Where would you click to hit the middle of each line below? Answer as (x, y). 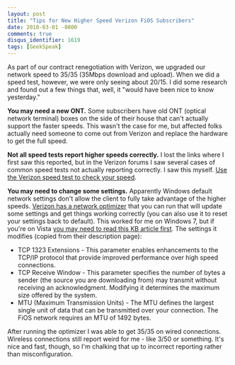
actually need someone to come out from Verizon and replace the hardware (117, 133)
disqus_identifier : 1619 (44, 40)
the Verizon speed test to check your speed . (72, 177)
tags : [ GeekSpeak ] (34, 47)
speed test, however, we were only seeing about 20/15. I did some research (117, 82)
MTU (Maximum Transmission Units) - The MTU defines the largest (116, 303)
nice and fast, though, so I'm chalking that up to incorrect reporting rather (115, 347)
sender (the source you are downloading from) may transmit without (117, 280)
